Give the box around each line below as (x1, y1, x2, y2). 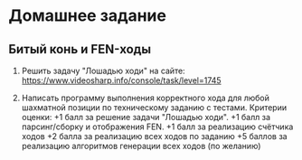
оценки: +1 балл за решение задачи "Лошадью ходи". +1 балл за (21, 112, 271, 122)
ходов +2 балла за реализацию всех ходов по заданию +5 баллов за (21, 131, 288, 141)
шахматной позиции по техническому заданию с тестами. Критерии (21, 102, 287, 113)
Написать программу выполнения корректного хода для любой (21, 92, 270, 103)
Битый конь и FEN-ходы (8, 42, 151, 57)
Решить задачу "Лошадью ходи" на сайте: (21, 65, 186, 76)
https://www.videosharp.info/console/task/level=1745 (21, 75, 222, 86)
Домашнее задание (8, 5, 166, 26)
